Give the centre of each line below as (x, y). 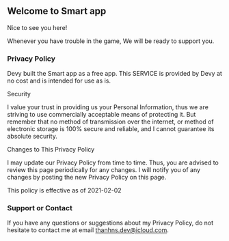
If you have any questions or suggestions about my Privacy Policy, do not (110, 223)
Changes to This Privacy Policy (51, 150)
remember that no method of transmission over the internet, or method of (110, 122)
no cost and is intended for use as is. (59, 81)
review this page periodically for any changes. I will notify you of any (104, 170)
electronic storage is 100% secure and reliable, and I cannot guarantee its (111, 129)
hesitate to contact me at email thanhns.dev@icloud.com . (88, 230)
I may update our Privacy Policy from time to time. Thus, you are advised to (113, 162)
